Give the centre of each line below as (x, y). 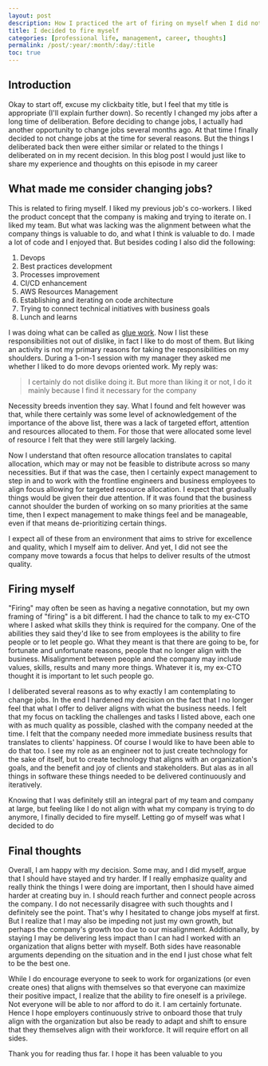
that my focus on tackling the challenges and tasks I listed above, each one (132, 717)
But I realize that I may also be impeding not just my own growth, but (121, 921)
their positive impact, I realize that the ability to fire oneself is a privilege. (128, 996)
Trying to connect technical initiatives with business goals (114, 308)
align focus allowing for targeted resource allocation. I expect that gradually (132, 489)
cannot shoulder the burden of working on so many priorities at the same (128, 506)
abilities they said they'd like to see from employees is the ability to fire (124, 634)
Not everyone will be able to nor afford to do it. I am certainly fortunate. (125, 1005)
